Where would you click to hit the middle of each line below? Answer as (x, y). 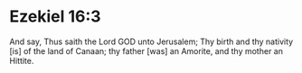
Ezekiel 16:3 (55, 17)
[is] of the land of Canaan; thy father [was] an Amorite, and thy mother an (146, 50)
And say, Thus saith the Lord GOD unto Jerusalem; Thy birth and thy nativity (151, 41)
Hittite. (22, 60)
